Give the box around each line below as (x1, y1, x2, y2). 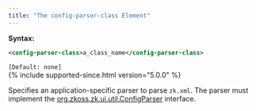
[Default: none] (8, 63, 62, 71)
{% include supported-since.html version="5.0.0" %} (8, 70, 181, 79)
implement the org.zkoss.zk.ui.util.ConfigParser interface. (8, 94, 197, 103)
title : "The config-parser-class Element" (8, 11, 151, 20)
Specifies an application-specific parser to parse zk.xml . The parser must (8, 85, 249, 95)
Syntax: (8, 33, 35, 43)
